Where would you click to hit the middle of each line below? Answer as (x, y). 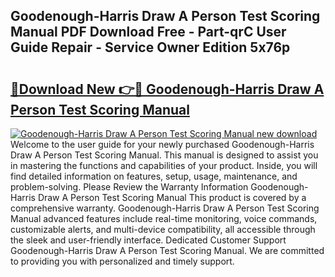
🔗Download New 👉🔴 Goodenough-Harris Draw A (167, 89)
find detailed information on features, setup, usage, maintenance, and (154, 176)
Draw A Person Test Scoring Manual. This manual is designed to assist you (164, 155)
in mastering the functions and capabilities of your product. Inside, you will (164, 165)
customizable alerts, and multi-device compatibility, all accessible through (163, 229)
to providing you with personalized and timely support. (122, 261)
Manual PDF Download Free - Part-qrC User (148, 32)
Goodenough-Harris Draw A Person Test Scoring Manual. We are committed (167, 250)
